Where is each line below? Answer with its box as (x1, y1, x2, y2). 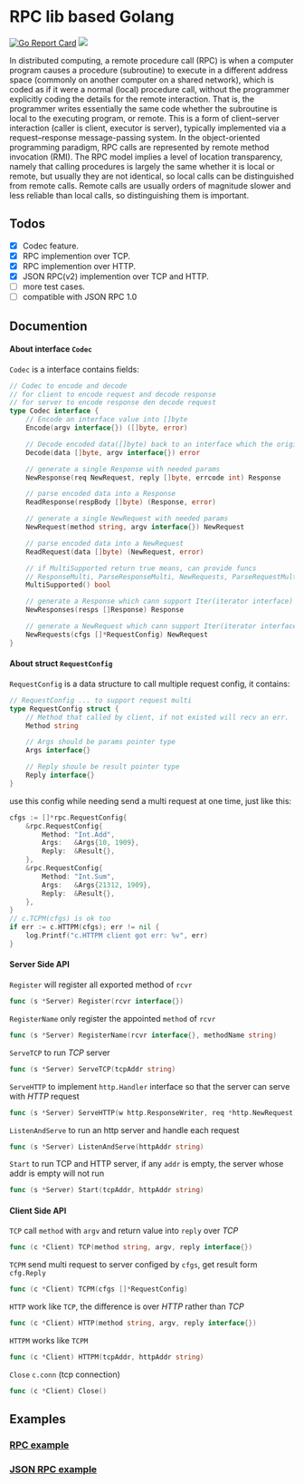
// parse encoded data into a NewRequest (25, 538, 184, 548)
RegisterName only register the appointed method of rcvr (9, 1013, 216, 1023)
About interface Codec (9, 344, 92, 354)
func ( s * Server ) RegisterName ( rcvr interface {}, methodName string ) (9, 1031, 278, 1040)
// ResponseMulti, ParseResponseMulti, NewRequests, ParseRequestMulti (25, 572, 301, 581)
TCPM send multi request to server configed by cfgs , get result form (9, 1259, 258, 1270)
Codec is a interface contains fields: (9, 364, 140, 374)
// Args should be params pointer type (25, 737, 176, 747)
